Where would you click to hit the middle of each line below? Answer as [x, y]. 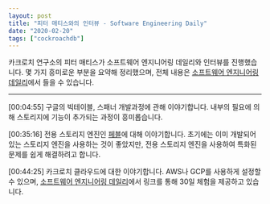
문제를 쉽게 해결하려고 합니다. [55, 155]
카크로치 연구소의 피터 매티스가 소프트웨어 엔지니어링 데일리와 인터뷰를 [119, 62]
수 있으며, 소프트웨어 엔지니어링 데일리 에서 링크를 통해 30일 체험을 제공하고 [127, 181]
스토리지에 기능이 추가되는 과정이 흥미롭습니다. [90, 117]
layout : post [30, 16]
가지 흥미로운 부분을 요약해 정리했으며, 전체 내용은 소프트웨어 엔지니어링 [146, 73]
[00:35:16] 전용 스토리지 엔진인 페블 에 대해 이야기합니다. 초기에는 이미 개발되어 [133, 135]
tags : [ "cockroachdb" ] [46, 38]
